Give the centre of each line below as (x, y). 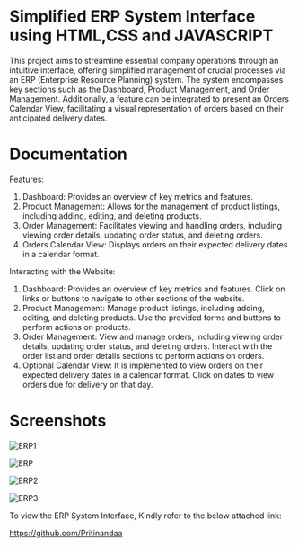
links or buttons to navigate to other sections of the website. (133, 298)
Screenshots (58, 421)
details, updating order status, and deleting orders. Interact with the (147, 346)
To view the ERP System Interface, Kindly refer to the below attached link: (145, 516)
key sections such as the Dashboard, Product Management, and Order (140, 89)
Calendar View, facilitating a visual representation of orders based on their (147, 108)
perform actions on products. (77, 327)
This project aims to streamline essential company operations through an (144, 60)
